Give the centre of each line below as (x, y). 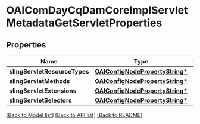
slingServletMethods (40, 81)
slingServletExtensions (43, 91)
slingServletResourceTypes (49, 71)
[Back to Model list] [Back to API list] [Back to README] (74, 115)
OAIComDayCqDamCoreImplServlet (97, 10)
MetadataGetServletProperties (84, 23)
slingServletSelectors (41, 100)
